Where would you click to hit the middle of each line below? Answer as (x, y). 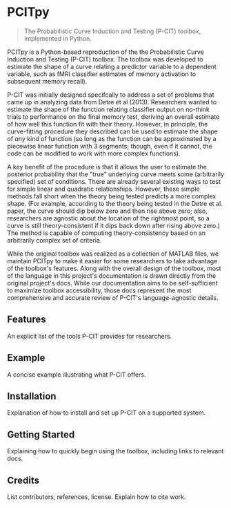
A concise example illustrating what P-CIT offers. (77, 375)
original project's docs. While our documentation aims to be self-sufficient (113, 283)
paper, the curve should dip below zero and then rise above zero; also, (108, 211)
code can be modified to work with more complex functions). (94, 153)
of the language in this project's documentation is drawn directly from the (112, 275)
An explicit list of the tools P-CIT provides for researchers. (90, 336)
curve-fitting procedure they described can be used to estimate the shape (113, 131)
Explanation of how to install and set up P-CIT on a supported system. (106, 413)
